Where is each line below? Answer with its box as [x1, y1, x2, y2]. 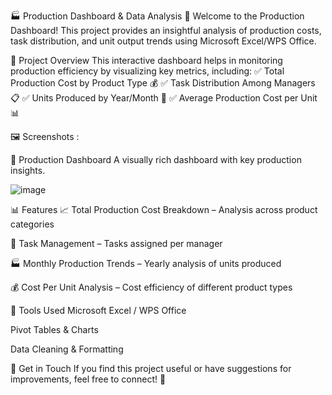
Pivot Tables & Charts [10, 324, 99, 335]
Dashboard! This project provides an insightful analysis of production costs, [10, 25, 322, 36]
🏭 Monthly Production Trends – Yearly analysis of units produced [10, 258, 282, 269]
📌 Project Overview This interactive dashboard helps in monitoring [10, 55, 283, 66]
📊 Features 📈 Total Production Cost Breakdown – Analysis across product [10, 204, 318, 215]
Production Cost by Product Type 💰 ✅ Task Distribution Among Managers [10, 77, 316, 89]
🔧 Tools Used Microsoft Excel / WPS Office [10, 305, 187, 316]
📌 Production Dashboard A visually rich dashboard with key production [10, 154, 302, 165]
